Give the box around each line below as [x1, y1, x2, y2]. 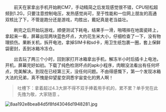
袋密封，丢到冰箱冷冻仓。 [5, 46, 57, 51]
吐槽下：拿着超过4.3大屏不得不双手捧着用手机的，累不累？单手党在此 [17, 85, 158, 91]
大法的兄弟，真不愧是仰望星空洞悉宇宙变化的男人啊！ [5, 75, 114, 80]
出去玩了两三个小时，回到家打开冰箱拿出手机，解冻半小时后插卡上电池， [14, 56, 161, 62]
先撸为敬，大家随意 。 [17, 91, 62, 97]
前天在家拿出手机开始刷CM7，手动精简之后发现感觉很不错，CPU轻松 [14, 4, 154, 10]
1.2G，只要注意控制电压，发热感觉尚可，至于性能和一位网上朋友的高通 [13, 10, 157, 16]
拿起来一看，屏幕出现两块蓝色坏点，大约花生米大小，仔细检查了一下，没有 [5, 34, 157, 39]
